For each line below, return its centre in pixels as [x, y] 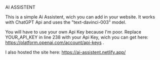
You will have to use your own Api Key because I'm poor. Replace [73, 32]
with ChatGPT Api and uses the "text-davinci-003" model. [66, 22]
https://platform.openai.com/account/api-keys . [55, 42]
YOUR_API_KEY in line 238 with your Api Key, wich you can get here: [77, 37]
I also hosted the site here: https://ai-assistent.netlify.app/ [66, 52]
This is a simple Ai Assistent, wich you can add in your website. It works [80, 17]
